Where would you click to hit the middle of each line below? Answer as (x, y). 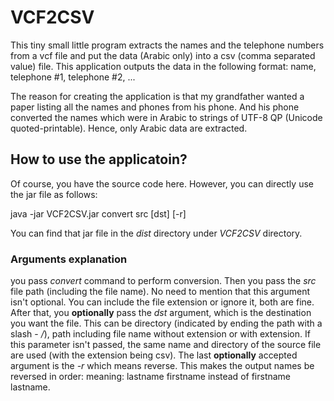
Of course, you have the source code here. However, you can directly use (162, 183)
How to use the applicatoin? (99, 159)
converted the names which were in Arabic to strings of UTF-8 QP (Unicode (166, 117)
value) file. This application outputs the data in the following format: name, (163, 66)
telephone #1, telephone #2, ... (73, 77)
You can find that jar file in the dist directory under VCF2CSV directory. (156, 233)
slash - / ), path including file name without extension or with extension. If (160, 334)
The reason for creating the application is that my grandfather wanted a (157, 96)
